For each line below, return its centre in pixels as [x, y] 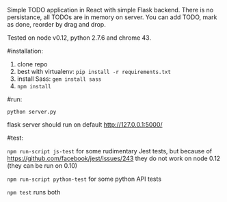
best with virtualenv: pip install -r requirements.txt [94, 72]
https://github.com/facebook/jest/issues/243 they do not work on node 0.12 [114, 158]
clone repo [32, 64]
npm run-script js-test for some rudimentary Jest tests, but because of [110, 151]
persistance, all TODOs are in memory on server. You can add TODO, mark [112, 17]
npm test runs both [34, 192]
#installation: [25, 51]
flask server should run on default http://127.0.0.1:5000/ [85, 125]
